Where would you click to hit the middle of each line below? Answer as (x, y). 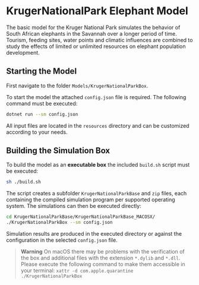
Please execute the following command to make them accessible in (103, 264)
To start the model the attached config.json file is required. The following (96, 97)
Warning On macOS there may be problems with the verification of (103, 252)
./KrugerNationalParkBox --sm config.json (59, 223)
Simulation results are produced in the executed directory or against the (94, 234)
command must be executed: (42, 103)
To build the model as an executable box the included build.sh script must (98, 165)
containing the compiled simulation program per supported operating (91, 199)
